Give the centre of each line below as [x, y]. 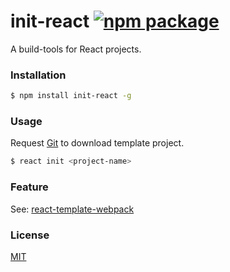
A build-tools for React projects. [76, 49]
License [30, 235]
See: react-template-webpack [72, 209]
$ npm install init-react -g [71, 96]
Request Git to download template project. [97, 143]
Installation [38, 75]
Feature [29, 187]
